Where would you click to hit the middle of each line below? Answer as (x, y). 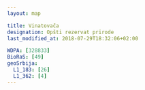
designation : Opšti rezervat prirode (61, 32)
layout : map (24, 13)
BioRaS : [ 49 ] (26, 57)
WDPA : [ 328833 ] (29, 51)
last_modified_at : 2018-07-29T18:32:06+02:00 (72, 38)
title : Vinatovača (33, 26)
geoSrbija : (22, 63)
